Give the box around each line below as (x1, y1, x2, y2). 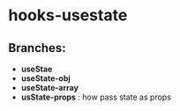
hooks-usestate (8, 5, 128, 26)
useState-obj (20, 73, 71, 84)
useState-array (20, 83, 79, 92)
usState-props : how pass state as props (20, 92, 171, 102)
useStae (20, 63, 53, 74)
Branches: (8, 41, 67, 55)
